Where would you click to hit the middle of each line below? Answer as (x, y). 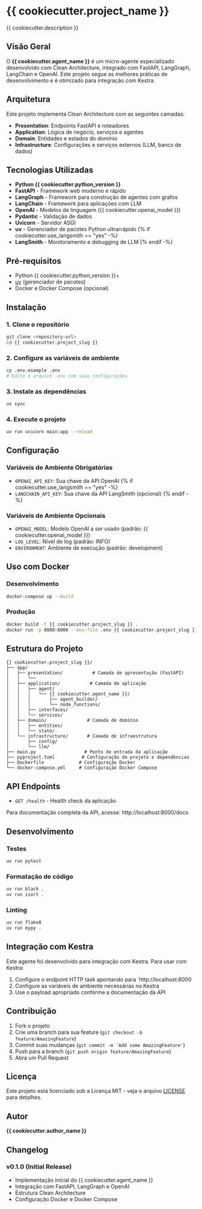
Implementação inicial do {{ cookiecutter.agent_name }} (84, 1180)
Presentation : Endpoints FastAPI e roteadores (72, 125)
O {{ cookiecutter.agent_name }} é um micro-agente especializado (90, 61)
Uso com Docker (38, 567)
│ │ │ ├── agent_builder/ (52, 700)
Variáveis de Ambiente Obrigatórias (60, 468)
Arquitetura (28, 100)
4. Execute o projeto (36, 419)
